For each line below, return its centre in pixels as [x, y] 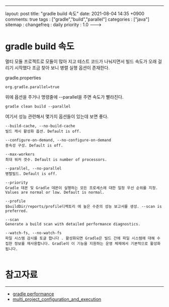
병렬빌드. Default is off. [31, 174]
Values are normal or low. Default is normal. [55, 192]
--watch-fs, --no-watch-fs [33, 233]
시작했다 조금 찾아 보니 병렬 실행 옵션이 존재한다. [62, 67]
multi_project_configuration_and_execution [57, 299]
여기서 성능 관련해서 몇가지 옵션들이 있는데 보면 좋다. [57, 116]
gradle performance [33, 294]
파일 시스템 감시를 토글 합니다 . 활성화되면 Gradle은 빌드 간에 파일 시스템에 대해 [80, 238]
